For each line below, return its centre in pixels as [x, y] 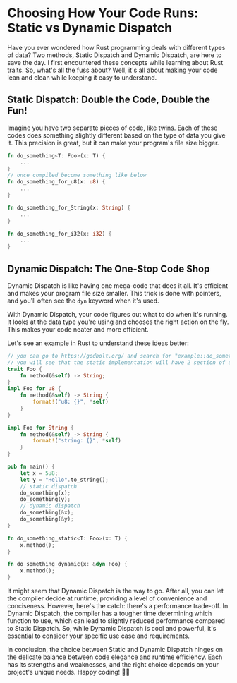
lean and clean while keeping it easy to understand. [82, 77]
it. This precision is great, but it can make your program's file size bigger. [113, 143]
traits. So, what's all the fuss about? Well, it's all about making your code [113, 70]
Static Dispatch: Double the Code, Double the [109, 100]
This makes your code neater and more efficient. [78, 329]
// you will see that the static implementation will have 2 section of [116, 362]
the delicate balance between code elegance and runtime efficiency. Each [115, 657]
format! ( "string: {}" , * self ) [77, 441]
